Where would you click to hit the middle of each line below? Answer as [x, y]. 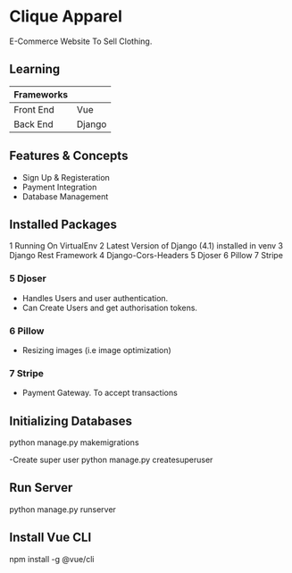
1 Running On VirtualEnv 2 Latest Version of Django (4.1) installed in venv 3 [146, 246]
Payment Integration [59, 187]
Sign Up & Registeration [66, 177]
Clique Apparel [66, 17]
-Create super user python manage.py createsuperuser [111, 460]
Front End [34, 109]
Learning [35, 69]
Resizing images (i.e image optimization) [96, 350]
